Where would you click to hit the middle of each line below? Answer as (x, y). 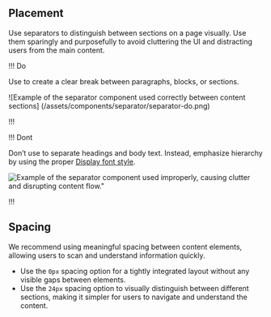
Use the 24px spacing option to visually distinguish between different (134, 288)
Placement (36, 13)
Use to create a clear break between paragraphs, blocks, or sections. (124, 81)
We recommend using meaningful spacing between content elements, (125, 246)
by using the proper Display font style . (72, 161)
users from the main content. (57, 50)
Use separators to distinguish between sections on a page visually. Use (127, 32)
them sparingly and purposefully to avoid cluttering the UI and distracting (131, 41)
